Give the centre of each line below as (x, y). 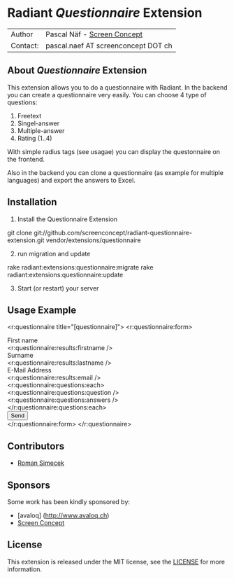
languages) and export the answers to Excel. (72, 180)
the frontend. (26, 159)
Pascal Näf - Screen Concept (94, 34)
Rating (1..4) (35, 138)
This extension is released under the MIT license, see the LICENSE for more (116, 561)
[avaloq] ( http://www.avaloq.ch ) (63, 515)
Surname (20, 356)
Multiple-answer (41, 130)
